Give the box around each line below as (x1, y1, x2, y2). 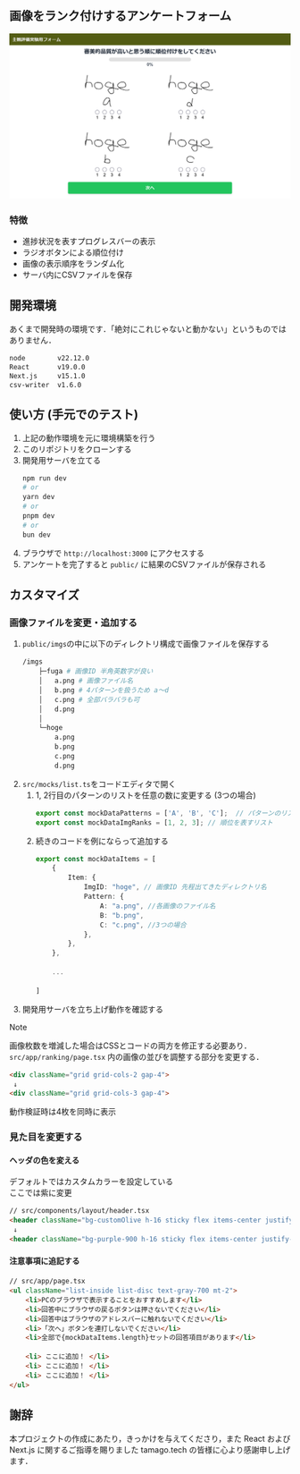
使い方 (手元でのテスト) (9, 407, 138, 422)
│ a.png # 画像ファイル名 (38, 676, 134, 686)
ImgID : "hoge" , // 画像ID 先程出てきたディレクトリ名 (83, 883, 268, 892)
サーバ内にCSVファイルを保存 (21, 269, 133, 280)
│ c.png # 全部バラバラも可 (38, 695, 140, 704)
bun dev (21, 530, 51, 539)
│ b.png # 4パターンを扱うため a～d (38, 685, 170, 695)
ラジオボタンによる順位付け (21, 247, 125, 258)
